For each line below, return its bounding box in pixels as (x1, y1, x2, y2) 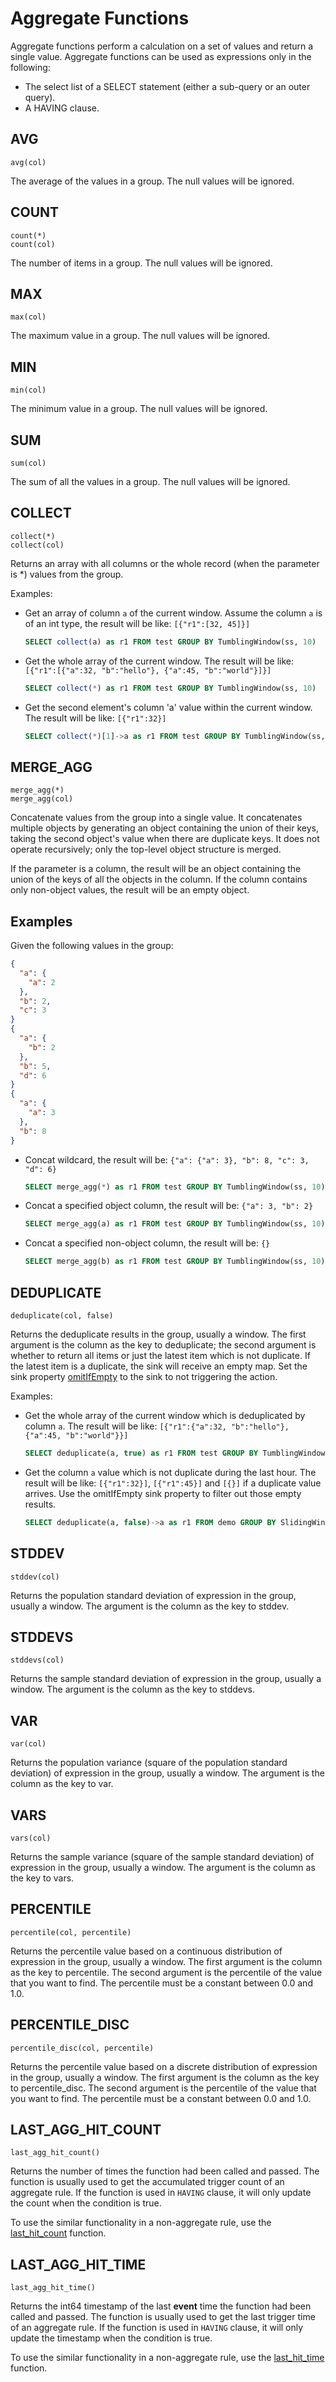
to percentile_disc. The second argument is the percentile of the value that (10, 2082, 317, 2094)
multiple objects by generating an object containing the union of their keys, (10, 822, 319, 834)
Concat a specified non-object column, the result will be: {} (24, 1237, 271, 1249)
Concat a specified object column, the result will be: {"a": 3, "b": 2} (24, 1200, 314, 1212)
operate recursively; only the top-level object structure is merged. (10, 843, 282, 856)
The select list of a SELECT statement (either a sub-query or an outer (24, 80, 311, 92)
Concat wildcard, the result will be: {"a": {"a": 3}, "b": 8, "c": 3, (24, 1153, 310, 1166)
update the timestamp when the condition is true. (10, 2332, 213, 2344)
